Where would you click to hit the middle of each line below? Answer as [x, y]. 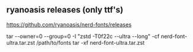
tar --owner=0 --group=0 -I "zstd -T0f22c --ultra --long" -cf [83, 36]
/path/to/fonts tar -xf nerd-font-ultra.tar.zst [91, 42]
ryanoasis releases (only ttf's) [65, 10]
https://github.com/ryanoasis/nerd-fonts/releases [69, 24]
